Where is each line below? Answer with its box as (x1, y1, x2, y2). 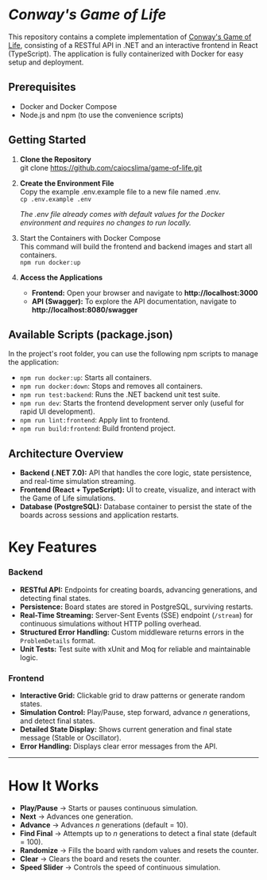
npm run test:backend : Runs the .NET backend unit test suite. (19, 390, 221, 399)
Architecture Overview (8, 446, 124, 460)
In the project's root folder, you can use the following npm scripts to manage (8, 349, 258, 359)
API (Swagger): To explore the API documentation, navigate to (31, 297, 237, 306)
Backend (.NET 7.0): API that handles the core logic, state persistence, (19, 468, 252, 477)
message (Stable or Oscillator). (19, 733, 122, 742)
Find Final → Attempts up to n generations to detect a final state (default (19, 828, 257, 838)
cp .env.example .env (19, 195, 91, 203)
